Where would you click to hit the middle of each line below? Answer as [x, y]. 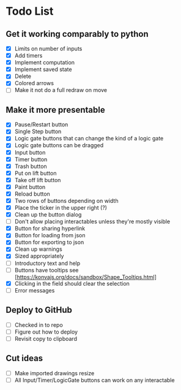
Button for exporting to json [49, 242]
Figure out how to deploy [46, 332]
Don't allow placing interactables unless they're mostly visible [92, 221]
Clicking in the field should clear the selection [72, 283]
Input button [30, 152]
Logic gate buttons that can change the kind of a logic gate [89, 139]
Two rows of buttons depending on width [66, 201]
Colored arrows [34, 83]
